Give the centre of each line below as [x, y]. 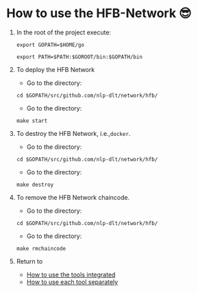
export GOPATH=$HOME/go [50, 45]
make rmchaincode [41, 248]
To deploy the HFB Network [55, 69]
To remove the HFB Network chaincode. [73, 197]
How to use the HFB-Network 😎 [99, 13]
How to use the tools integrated [71, 274]
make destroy [35, 185]
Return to [29, 261]
